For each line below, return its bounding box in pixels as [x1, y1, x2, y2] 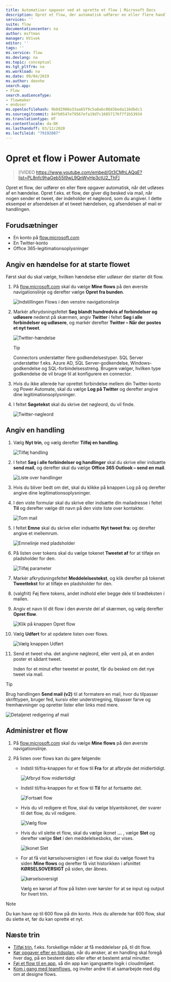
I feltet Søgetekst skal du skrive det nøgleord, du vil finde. [13, 401, 135, 407]
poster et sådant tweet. [13, 656, 62, 662]
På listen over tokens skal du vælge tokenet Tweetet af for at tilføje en [13, 550, 160, 556]
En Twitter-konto [13, 240, 48, 246]
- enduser [6, 102, 27, 107]
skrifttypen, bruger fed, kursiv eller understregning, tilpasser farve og [6, 696, 151, 702]
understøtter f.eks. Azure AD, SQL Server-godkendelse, [13, 360, 129, 366]
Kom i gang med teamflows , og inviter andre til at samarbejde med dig [13, 966, 160, 972]
